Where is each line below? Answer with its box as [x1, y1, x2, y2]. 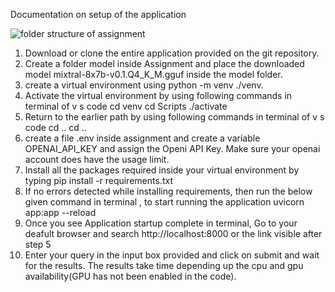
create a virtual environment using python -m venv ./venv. [24, 79, 264, 91]
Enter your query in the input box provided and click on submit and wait [24, 249, 320, 261]
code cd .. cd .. [24, 122, 87, 133]
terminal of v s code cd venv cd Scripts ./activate [24, 100, 228, 112]
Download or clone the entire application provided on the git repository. [24, 47, 320, 59]
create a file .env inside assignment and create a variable [24, 132, 261, 144]
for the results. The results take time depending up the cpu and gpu [24, 260, 304, 271]
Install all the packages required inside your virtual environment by [24, 164, 300, 176]
